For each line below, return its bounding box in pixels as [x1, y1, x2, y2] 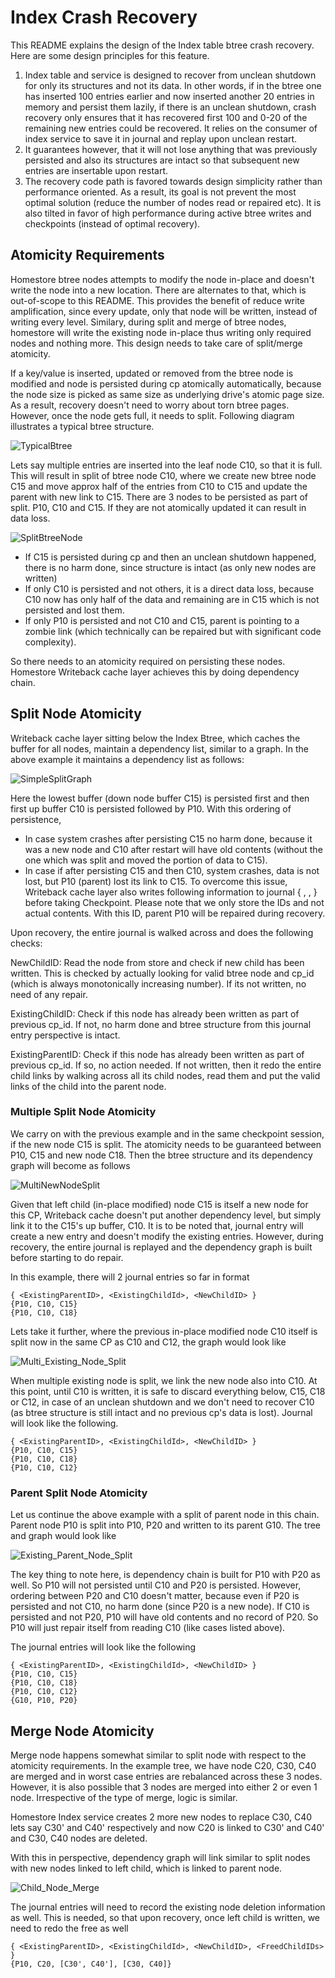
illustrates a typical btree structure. [10, 420, 155, 432]
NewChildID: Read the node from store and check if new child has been [10, 956, 305, 968]
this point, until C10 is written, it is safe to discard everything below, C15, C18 [10, 1385, 326, 1397]
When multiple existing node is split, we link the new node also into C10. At [10, 1374, 318, 1386]
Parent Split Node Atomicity [10, 1486, 148, 1500]
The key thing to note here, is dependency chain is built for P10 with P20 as [10, 1569, 321, 1581]
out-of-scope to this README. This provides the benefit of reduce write [10, 294, 305, 306]
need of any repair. [10, 988, 88, 1000]
